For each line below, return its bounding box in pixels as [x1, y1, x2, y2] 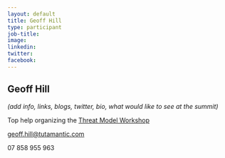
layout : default [7, 10, 56, 18]
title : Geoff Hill [7, 17, 62, 24]
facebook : [7, 57, 37, 64]
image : [7, 37, 27, 44]
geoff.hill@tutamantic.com [7, 130, 85, 138]
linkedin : [7, 43, 37, 51]
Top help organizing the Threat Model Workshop [7, 115, 150, 125]
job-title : [7, 30, 40, 38]
